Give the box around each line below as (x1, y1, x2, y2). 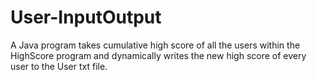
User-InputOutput (10, 6, 162, 29)
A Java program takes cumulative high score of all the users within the (10, 39, 301, 51)
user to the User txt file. (10, 60, 108, 72)
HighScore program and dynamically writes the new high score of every (10, 49, 307, 61)
